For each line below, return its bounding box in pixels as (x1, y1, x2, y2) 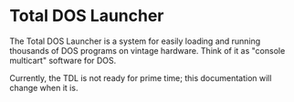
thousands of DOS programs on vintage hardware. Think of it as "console (9, 45, 286, 56)
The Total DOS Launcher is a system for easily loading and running (9, 36, 261, 46)
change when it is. (9, 82, 79, 93)
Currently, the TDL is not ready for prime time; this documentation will (9, 72, 272, 83)
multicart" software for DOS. (9, 55, 117, 66)
